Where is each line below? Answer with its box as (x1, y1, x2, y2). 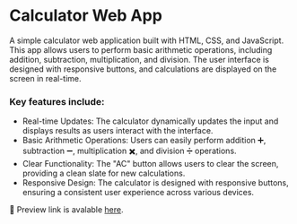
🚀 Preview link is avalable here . (9, 204, 124, 215)
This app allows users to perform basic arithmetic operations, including (9, 44, 273, 55)
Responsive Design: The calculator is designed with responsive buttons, (22, 177, 289, 188)
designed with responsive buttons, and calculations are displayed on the (9, 64, 277, 74)
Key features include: (9, 95, 105, 108)
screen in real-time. (9, 73, 83, 83)
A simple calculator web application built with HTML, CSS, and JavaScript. (9, 35, 284, 46)
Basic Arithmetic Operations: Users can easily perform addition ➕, (22, 135, 266, 146)
